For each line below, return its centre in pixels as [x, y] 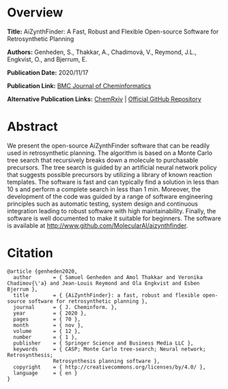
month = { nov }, [48, 325]
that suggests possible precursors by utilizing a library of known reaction [110, 174]
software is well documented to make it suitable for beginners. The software [114, 218]
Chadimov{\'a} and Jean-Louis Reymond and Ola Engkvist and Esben [103, 283]
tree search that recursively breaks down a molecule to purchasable [103, 160]
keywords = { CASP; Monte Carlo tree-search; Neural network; [110, 349]
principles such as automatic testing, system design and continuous [103, 204]
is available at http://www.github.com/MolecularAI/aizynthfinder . [98, 225]
